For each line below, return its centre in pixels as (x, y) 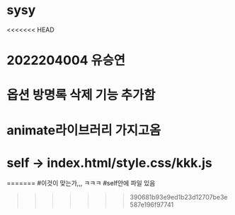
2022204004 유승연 (66, 60)
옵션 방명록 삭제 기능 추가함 (81, 96)
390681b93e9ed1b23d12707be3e (179, 197)
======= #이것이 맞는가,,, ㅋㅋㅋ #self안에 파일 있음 (81, 183)
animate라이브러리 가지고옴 (84, 130)
